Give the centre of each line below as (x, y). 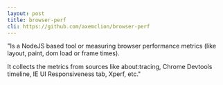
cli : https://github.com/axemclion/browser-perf (79, 26)
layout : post (26, 13)
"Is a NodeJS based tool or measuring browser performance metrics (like (112, 46)
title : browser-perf (37, 20)
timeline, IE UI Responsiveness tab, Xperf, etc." (74, 74)
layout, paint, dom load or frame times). (63, 53)
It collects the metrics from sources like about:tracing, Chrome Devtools (110, 67)
